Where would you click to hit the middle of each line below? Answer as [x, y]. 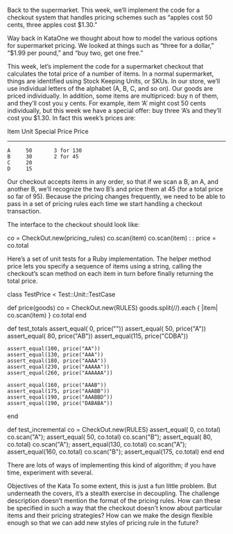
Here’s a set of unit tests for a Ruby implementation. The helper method [109, 259]
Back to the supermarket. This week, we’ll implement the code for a [103, 10]
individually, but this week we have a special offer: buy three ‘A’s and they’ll [114, 111]
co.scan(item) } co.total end [47, 315]
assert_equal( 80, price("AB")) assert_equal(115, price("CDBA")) [98, 336]
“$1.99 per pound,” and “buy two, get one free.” [75, 53]
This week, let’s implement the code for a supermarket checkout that [105, 66]
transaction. [24, 211]
